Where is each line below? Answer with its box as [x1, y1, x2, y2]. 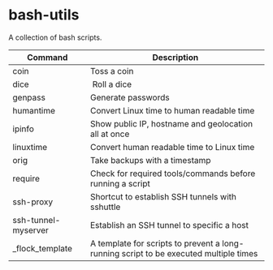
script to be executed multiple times [121, 247, 258, 259]
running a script [89, 178, 150, 189]
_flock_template [12, 242, 73, 254]
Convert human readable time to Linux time [89, 141, 255, 152]
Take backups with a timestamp [89, 154, 211, 165]
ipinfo [12, 123, 35, 135]
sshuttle [89, 201, 121, 212]
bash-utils [8, 6, 80, 24]
